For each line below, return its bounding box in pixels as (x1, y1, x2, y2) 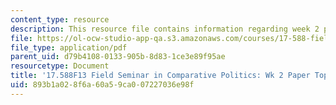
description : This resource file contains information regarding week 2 (10, 24, 320, 34)
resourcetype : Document (10, 61, 110, 71)
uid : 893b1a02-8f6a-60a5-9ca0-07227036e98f (10, 80, 195, 90)
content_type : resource (10, 14, 110, 25)
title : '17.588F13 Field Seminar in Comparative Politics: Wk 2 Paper (10, 71, 311, 81)
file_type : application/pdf (10, 42, 128, 53)
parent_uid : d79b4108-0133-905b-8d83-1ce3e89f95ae (10, 52, 226, 62)
